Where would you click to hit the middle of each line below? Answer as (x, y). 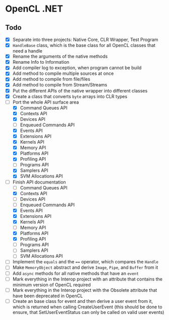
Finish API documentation (39, 182)
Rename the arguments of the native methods (60, 57)
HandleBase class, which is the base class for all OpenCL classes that (84, 45)
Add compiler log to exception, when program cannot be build (77, 68)
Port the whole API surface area (46, 102)
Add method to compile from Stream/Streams (60, 85)
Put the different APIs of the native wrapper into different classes (80, 90)
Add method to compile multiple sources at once (63, 73)
